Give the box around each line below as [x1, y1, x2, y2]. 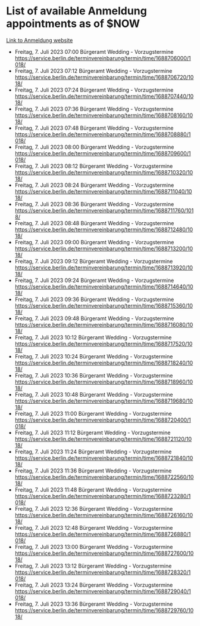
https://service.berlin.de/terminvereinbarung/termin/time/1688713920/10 [14, 264, 193, 271]
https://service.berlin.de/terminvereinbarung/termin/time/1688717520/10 [14, 340, 193, 347]
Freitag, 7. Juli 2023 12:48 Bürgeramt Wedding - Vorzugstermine [14, 524, 173, 531]
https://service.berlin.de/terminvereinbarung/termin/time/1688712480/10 [14, 226, 193, 233]
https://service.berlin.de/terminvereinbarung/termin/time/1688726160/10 [14, 511, 193, 518]
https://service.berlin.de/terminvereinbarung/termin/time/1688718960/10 [14, 378, 193, 385]
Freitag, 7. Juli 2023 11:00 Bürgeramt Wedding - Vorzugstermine [14, 410, 172, 417]
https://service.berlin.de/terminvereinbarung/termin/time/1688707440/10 [14, 93, 194, 100]
